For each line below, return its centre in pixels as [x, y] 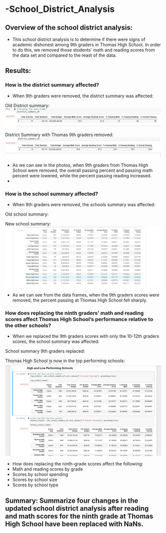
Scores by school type [35, 485]
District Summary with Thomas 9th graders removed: [59, 135]
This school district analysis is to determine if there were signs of [79, 39]
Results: [18, 71]
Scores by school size [35, 480]
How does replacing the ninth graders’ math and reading [74, 313]
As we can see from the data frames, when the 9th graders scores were [86, 295]
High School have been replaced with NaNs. [74, 524]
